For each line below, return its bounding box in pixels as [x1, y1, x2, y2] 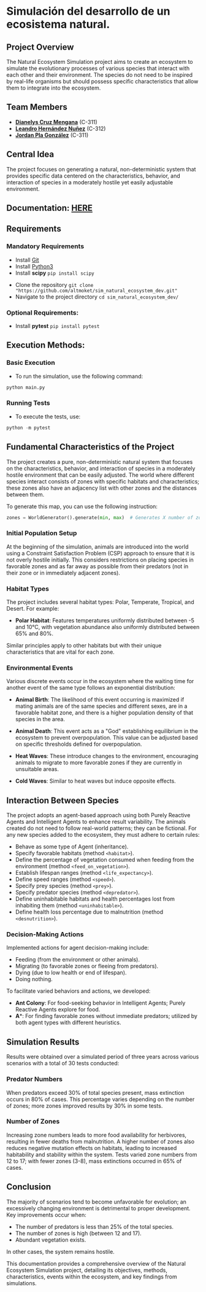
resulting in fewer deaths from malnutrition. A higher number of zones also [6, 1138, 195, 1145]
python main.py [6, 384, 45, 391]
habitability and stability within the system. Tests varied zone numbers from [6, 1151, 197, 1158]
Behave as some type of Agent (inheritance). [15, 843, 129, 850]
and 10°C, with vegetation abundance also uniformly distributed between [15, 624, 200, 631]
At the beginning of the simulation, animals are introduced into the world [6, 542, 189, 550]
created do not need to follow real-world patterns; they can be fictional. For [6, 824, 197, 832]
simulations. [6, 1279, 37, 1286]
